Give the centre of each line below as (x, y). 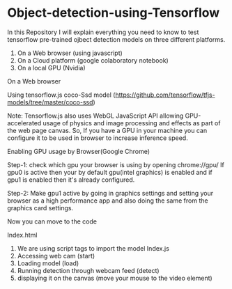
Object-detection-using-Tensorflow (114, 13)
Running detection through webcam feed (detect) (88, 270)
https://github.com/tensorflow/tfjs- (165, 95)
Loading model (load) (48, 263)
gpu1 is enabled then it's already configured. (71, 180)
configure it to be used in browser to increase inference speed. (98, 138)
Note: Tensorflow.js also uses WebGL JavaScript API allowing (95, 116)
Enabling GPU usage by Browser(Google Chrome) (79, 151)
